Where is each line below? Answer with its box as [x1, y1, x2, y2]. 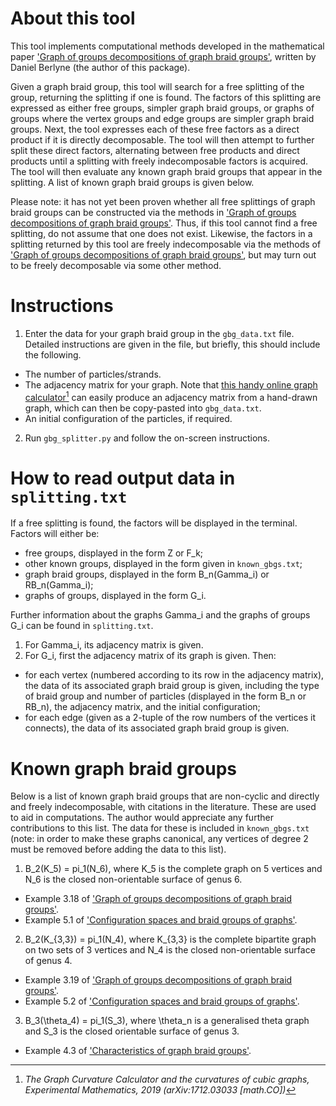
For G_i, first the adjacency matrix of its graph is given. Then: [24, 650, 277, 662]
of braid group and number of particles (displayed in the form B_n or [24, 690, 307, 702]
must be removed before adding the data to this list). [10, 843, 227, 856]
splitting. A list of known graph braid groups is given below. [10, 176, 255, 188]
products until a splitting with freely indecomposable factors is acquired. [10, 155, 309, 167]
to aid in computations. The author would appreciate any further [10, 812, 274, 824]
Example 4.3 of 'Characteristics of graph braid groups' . [24, 1045, 252, 1057]
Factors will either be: [10, 528, 100, 540]
